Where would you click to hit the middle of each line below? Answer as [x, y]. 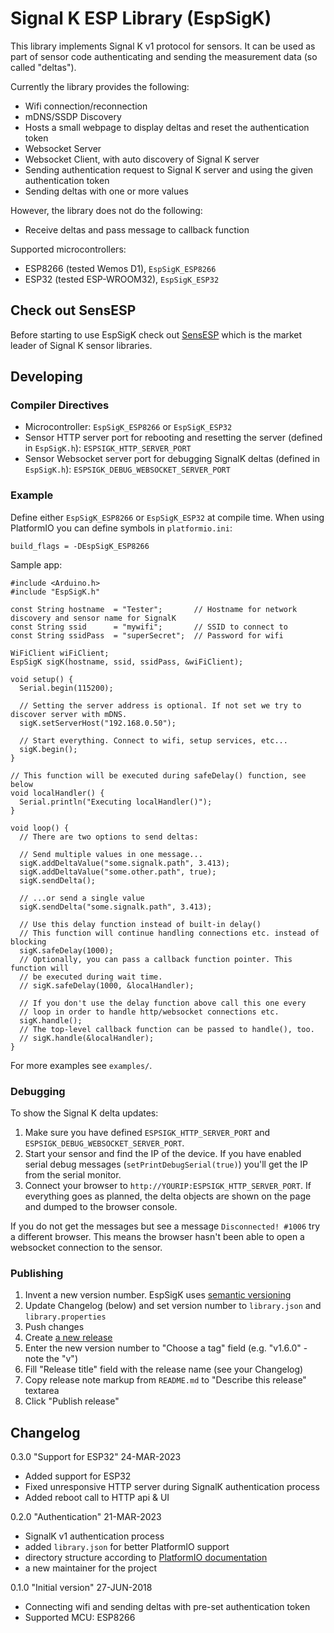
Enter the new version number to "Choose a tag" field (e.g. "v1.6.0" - [166, 1348]
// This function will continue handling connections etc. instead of [169, 933]
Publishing [37, 1273]
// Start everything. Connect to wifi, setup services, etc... [153, 740]
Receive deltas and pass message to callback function [137, 229]
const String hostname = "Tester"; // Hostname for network [154, 609]
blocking [28, 942]
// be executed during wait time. [91, 977]
